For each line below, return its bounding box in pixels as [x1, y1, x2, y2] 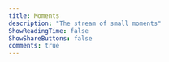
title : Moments [8, 11, 60, 20]
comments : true [8, 42, 60, 50]
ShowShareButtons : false [8, 34, 93, 43]
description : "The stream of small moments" [8, 19, 162, 27]
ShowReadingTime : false [8, 27, 89, 35]
